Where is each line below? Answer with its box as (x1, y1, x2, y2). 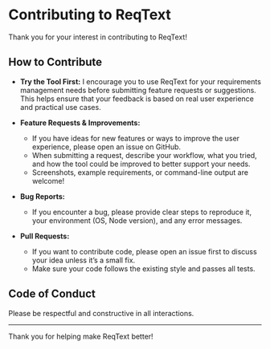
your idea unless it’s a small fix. (31, 255, 136, 265)
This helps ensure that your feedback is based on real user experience (19, 94, 255, 103)
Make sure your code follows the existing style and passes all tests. (31, 263, 256, 274)
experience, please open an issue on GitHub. (31, 142, 182, 152)
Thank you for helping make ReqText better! (8, 331, 154, 341)
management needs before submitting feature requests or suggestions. (19, 85, 257, 95)
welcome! (31, 176, 65, 185)
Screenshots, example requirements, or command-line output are (31, 167, 249, 177)
